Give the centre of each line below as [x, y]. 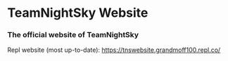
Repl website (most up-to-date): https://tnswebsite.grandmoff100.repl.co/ [114, 50]
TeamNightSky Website [78, 13]
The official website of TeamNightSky [73, 35]
